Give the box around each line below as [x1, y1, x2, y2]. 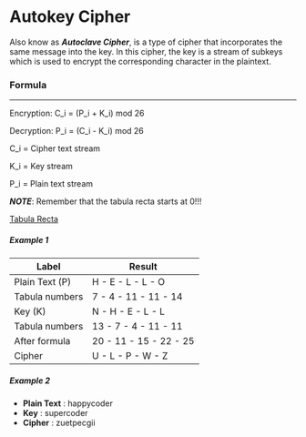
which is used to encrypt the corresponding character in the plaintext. [9, 56, 271, 66]
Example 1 [9, 234, 49, 245]
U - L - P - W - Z [92, 350, 168, 362]
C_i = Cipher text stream [9, 143, 101, 154]
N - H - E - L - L [92, 305, 166, 318]
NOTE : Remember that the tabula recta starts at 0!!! [9, 196, 202, 207]
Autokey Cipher [9, 6, 131, 27]
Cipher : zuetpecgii [22, 417, 96, 429]
